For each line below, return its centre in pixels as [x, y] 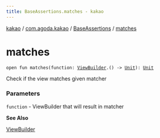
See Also [17, 117]
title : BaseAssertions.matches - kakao [55, 11]
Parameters [23, 93]
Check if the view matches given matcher [56, 78]
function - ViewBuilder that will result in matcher [65, 106]
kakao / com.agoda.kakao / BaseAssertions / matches [71, 28]
